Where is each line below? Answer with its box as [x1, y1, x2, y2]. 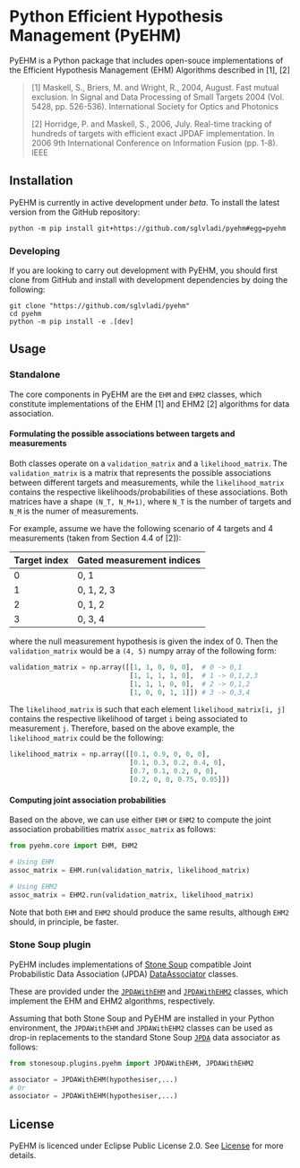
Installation [9, 173, 73, 189]
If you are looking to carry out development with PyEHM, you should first [9, 265, 278, 276]
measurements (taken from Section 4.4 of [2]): [9, 532, 182, 543]
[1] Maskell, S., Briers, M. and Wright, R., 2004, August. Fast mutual [30, 82, 279, 92]
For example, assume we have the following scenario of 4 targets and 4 [9, 523, 273, 533]
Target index [13, 554, 69, 566]
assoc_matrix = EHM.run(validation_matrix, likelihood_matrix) [9, 865, 251, 874]
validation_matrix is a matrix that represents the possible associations [9, 467, 271, 478]
